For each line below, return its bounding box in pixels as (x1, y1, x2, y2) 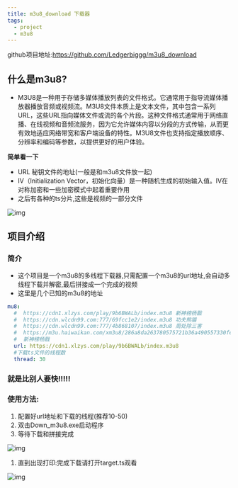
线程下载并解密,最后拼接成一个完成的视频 (17, 280, 138, 288)
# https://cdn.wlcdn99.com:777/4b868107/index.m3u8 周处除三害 (13, 323, 202, 330)
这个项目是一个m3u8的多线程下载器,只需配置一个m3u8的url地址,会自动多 (17, 271, 230, 280)
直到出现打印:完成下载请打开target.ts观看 (17, 458, 137, 467)
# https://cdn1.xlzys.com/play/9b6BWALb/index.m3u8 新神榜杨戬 (13, 310, 202, 317)
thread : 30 (13, 356, 46, 363)
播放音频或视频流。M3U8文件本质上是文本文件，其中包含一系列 (30, 102, 216, 110)
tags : (7, 17, 23, 24)
